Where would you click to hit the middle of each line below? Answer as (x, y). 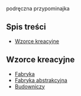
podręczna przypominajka (38, 9)
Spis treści (26, 27)
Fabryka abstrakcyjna (41, 80)
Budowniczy (30, 86)
